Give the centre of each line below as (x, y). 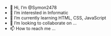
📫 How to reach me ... (33, 28)
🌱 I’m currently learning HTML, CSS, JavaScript (58, 18)
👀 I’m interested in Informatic (39, 13)
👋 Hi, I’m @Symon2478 (33, 8)
